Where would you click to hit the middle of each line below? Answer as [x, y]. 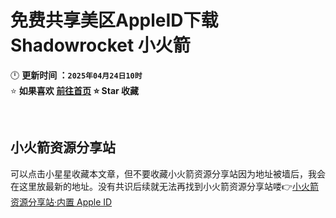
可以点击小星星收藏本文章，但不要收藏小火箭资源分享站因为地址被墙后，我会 [168, 173]
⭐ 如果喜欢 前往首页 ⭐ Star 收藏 [75, 90]
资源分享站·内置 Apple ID [61, 202]
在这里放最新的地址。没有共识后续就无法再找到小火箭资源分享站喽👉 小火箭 [165, 186]
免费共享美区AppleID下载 [114, 20]
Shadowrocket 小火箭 [100, 45]
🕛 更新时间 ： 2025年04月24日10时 [76, 75]
